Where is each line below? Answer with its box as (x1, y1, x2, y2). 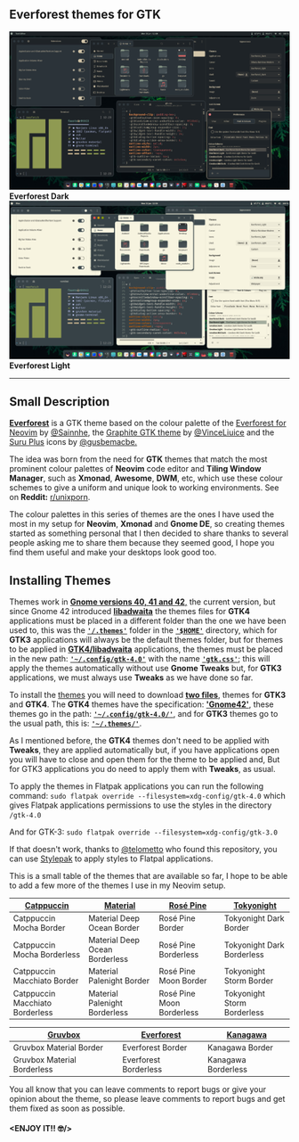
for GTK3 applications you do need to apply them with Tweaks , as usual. (9, 764, 276, 775)
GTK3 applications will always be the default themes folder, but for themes (9, 635, 283, 645)
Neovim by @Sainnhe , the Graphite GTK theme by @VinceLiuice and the (9, 427, 275, 438)
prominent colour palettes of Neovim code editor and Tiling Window (9, 464, 262, 474)
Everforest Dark (9, 191, 69, 201)
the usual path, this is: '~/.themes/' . (9, 718, 142, 729)
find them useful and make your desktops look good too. (9, 547, 217, 558)
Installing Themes (9, 572, 111, 587)
